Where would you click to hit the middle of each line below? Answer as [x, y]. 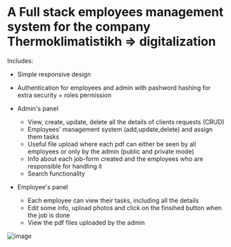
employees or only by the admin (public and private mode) [111, 151]
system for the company [79, 27]
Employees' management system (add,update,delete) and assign [120, 129]
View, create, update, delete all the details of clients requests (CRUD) [126, 121]
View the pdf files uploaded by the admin [86, 222]
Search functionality [56, 173]
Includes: [20, 60]
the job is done [49, 215]
